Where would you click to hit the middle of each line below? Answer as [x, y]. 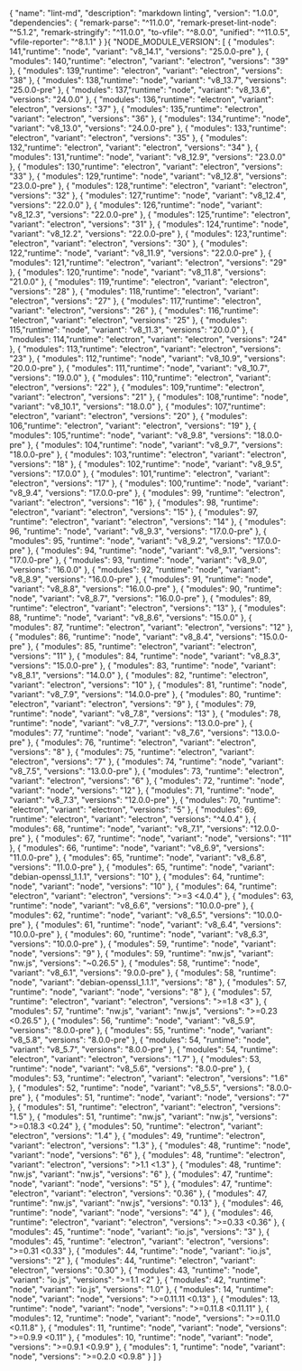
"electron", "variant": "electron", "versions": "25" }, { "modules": [128, 320]
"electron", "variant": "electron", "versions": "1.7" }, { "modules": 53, [135, 1059]
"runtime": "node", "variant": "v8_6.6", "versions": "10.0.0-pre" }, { [132, 905]
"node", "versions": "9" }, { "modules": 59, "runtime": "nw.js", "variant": [142, 953]
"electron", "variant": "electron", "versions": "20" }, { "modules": [128, 416]
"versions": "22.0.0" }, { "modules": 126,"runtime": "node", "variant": [136, 205]
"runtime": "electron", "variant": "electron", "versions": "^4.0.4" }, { [133, 819]
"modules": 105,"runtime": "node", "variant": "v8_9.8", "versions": [130, 435]
